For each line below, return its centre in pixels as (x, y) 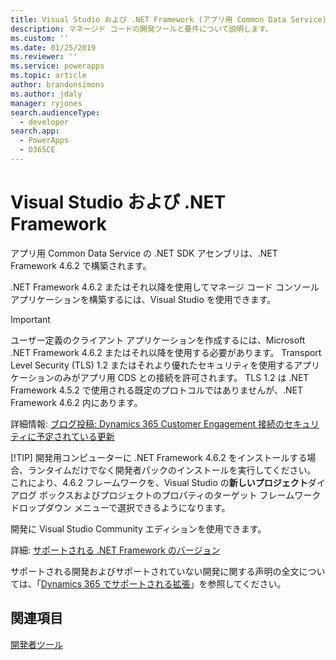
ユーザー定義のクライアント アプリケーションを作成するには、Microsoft (158, 340)
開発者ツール (36, 644)
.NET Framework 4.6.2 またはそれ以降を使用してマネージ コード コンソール (165, 287)
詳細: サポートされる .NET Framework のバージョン (115, 550)
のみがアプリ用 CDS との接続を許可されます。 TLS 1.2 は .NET (181, 377)
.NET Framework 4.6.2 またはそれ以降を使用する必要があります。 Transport (166, 352)
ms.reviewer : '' (44, 57)
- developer (44, 122)
